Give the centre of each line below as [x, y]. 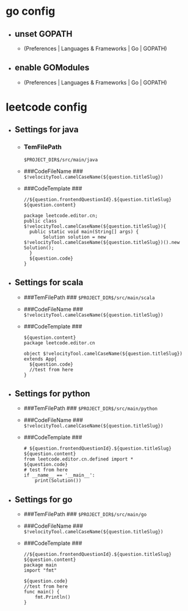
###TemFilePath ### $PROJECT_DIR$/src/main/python [91, 409]
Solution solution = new [74, 237]
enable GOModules [52, 68]
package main [40, 565]
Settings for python [52, 394]
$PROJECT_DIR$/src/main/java [61, 160]
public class [40, 221]
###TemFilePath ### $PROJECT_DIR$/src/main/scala [89, 297]
